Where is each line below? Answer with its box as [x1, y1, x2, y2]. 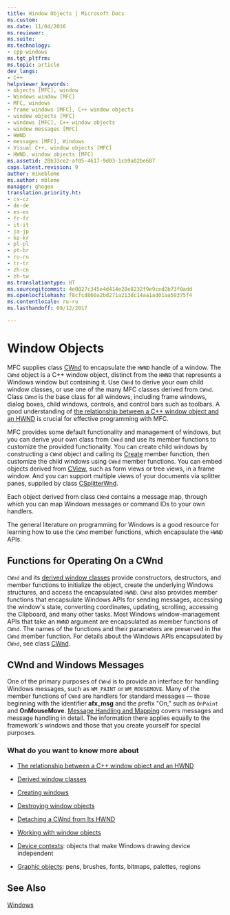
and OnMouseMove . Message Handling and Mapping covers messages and [7, 707, 224, 715]
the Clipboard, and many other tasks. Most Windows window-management [7, 610, 220, 618]
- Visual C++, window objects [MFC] [7, 145, 112, 152]
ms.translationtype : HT [7, 279, 76, 286]
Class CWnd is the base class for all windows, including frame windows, [7, 392, 207, 400]
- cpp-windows [7, 49, 48, 56]
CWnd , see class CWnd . [7, 639, 71, 648]
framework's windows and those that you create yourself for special [7, 721, 201, 730]
